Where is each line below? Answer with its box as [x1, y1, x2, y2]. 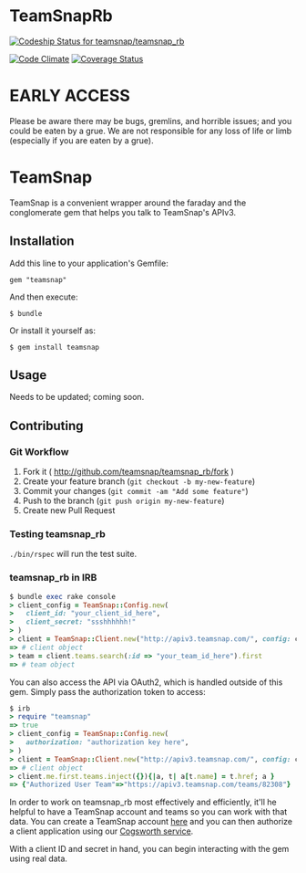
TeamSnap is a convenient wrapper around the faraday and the [9, 197, 247, 208]
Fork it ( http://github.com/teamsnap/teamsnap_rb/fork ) [22, 467, 234, 478]
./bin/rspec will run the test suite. [9, 549, 138, 560]
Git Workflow [9, 445, 69, 458]
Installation [9, 234, 75, 249]
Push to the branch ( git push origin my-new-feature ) [22, 495, 225, 507]
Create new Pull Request [22, 505, 116, 516]
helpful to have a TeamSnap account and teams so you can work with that [9, 806, 288, 817]
